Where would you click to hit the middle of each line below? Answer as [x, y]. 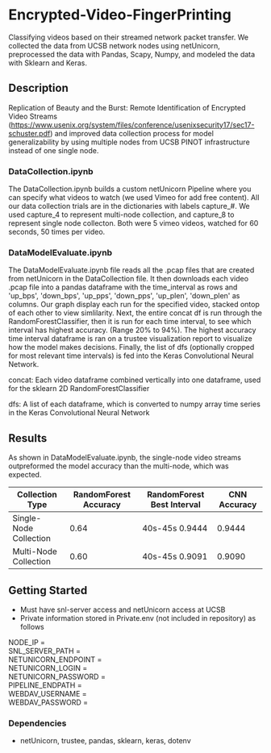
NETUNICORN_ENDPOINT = [55, 659]
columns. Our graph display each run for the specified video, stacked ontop [134, 305]
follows [32, 626]
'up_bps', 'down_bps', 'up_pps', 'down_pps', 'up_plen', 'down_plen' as [124, 296]
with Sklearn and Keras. [48, 63]
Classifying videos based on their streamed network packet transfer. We [129, 37]
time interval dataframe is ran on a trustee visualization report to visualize [130, 339]
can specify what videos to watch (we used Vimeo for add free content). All [134, 198]
